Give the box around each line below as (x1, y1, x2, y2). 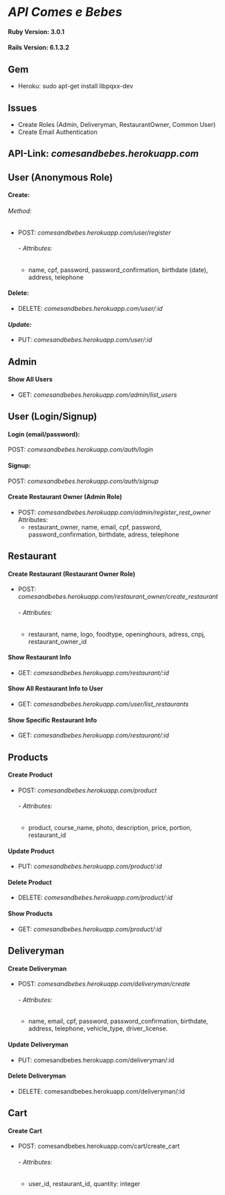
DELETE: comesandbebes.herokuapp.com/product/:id (17, 893, 173, 902)
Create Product (8, 771, 53, 779)
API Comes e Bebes (8, 4, 123, 20)
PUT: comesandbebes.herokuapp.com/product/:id (17, 862, 162, 871)
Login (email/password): (8, 430, 80, 438)
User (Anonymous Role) (8, 171, 114, 183)
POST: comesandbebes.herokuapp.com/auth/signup (8, 477, 159, 485)
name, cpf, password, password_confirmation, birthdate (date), (28, 265, 208, 274)
